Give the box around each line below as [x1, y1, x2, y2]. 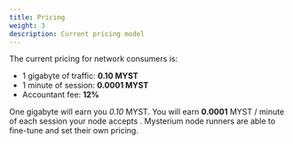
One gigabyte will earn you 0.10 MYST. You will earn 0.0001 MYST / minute [9, 107, 285, 117]
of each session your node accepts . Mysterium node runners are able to [9, 116, 276, 126]
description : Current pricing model [9, 29, 145, 38]
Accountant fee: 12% [21, 89, 99, 100]
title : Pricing [9, 12, 66, 22]
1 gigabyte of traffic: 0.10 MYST [21, 71, 139, 81]
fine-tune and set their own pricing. [9, 125, 139, 136]
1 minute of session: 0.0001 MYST [21, 80, 149, 91]
